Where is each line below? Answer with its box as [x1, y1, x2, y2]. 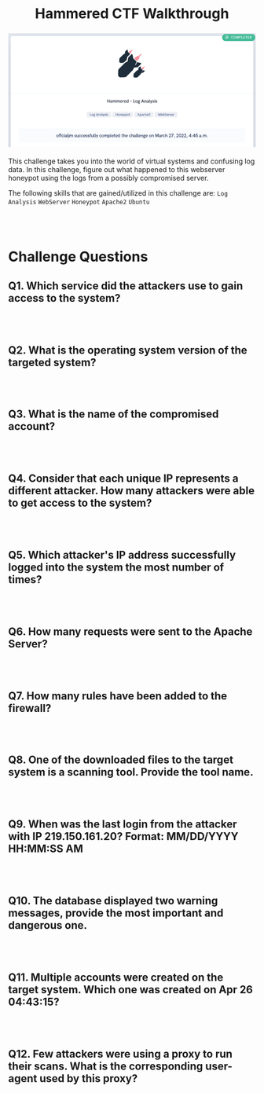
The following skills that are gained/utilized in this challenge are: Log [8, 189, 228, 198]
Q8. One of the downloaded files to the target [8, 754, 234, 767]
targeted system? [8, 355, 97, 369]
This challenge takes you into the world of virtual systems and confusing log [8, 156, 255, 166]
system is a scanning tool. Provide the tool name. [8, 765, 254, 779]
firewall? [8, 701, 52, 715]
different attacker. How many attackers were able [8, 484, 255, 497]
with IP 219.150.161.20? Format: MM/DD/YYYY [8, 830, 239, 843]
